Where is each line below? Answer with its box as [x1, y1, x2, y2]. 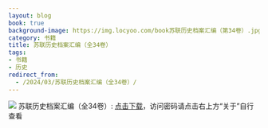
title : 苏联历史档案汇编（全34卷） [8, 41, 112, 49]
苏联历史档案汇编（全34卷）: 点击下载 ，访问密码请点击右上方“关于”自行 [18, 101, 254, 111]
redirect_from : [8, 71, 59, 79]
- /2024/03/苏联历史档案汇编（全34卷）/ [15, 78, 137, 86]
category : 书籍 [8, 33, 57, 42]
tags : [8, 48, 26, 56]
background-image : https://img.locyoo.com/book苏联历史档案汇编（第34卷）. [8, 26, 251, 34]
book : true [8, 19, 45, 27]
